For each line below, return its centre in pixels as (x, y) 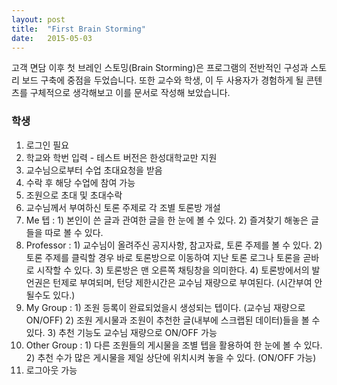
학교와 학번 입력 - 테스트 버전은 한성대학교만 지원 (121, 157)
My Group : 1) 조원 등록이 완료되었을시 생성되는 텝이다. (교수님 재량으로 (165, 307)
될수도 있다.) (50, 295)
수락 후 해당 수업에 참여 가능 (80, 182)
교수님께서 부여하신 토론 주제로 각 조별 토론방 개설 (123, 207)
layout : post (38, 19)
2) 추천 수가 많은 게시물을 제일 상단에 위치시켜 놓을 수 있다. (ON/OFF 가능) (171, 357)
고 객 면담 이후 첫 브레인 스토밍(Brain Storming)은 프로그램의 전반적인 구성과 (160, 68)
